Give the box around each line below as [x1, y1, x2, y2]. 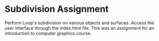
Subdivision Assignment [4, 3, 109, 15]
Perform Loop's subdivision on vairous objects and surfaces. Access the [4, 20, 154, 26]
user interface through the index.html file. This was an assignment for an [4, 25, 154, 31]
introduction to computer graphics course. [4, 30, 92, 36]
